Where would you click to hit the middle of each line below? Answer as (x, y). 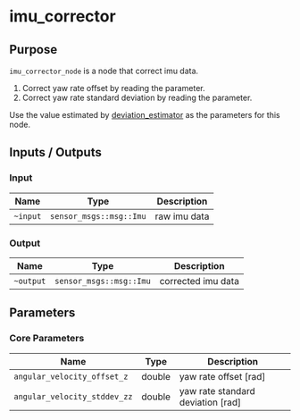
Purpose (33, 50)
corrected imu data (199, 281)
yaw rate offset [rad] (222, 376)
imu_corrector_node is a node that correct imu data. (104, 71)
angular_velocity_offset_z (71, 376)
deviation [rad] (210, 402)
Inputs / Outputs (56, 152)
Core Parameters (47, 339)
